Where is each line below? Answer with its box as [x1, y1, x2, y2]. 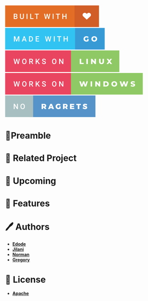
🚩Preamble [5, 130, 51, 141]
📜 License [5, 274, 46, 285]
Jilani [12, 246, 24, 252]
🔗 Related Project [5, 152, 77, 164]
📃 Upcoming [5, 175, 57, 187]
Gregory [12, 257, 30, 263]
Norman [12, 251, 30, 257]
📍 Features [5, 198, 50, 209]
